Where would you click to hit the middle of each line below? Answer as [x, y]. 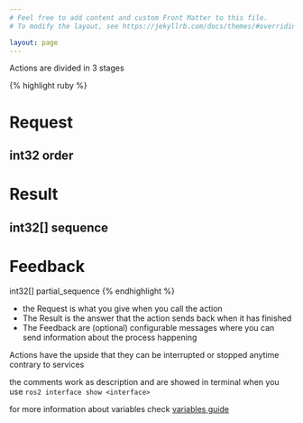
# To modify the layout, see [64, 26]
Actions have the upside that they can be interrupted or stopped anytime [144, 355]
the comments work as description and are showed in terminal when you [144, 382]
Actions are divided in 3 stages [67, 68]
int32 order [41, 155]
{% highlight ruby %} [48, 86]
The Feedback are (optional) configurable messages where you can [148, 328]
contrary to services [47, 365]
